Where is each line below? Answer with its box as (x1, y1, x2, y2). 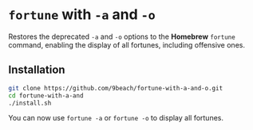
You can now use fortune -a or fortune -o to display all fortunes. (8, 113, 224, 123)
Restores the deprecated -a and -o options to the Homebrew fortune (8, 32, 235, 41)
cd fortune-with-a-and (8, 91, 84, 100)
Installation (8, 63, 65, 77)
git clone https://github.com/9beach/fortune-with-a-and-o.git (8, 84, 223, 92)
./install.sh (8, 99, 52, 107)
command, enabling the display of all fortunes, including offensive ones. (8, 40, 246, 49)
